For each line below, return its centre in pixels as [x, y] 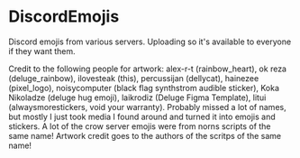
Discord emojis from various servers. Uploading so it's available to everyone [150, 42]
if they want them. [42, 51]
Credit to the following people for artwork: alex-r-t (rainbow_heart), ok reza [148, 69]
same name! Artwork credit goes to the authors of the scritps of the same [145, 135]
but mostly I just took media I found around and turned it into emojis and [142, 116]
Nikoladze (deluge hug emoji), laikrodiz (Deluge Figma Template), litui [137, 98]
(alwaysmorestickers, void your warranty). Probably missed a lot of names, [147, 107]
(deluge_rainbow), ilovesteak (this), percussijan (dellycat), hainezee [134, 78]
